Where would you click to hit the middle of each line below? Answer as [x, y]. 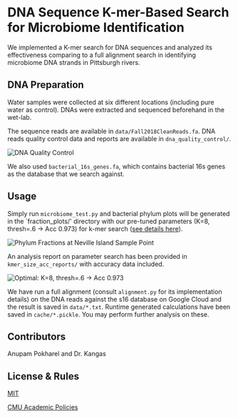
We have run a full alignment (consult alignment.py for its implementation [115, 291]
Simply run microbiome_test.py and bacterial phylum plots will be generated [119, 213]
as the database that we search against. [66, 174]
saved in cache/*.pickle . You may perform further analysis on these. [108, 314]
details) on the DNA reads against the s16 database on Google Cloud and [115, 299]
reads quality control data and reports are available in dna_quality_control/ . [119, 138]
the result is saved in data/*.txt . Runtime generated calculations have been [119, 307]
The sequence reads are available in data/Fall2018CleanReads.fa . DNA [112, 131]
